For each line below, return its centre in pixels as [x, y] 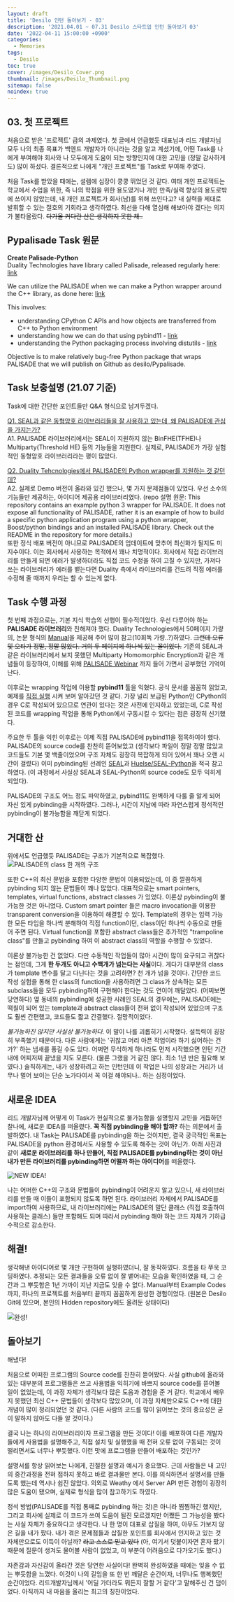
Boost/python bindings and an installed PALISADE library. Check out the [111, 527]
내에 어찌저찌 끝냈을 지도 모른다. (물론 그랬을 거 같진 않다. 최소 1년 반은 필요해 [113, 1058]
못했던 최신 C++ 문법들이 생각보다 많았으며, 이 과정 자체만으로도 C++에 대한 [118, 1400]
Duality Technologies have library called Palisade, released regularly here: [114, 265]
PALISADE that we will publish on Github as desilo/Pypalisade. [97, 364]
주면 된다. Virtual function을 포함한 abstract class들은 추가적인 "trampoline [119, 932]
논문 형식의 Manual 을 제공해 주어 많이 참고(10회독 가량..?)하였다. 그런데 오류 [120, 638]
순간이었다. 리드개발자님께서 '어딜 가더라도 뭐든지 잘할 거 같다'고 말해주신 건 [111, 1582]
